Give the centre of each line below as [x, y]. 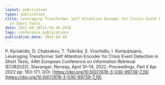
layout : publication [26, 10]
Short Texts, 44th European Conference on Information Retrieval [70, 61]
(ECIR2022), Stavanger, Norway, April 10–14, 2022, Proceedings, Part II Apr [81, 66]
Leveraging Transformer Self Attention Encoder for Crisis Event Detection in [82, 56]
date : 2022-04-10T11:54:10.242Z [38, 28]
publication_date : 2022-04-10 [36, 37]
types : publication [25, 14]
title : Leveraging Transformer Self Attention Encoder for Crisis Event [81, 19]
